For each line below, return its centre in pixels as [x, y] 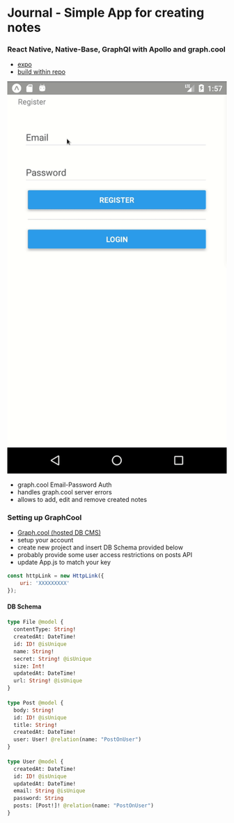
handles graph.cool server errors [65, 492]
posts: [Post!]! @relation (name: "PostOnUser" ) [84, 806]
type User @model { [36, 761]
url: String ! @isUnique [48, 681]
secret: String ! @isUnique [53, 659]
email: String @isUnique [49, 791]
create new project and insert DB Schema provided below [100, 547]
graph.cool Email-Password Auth [64, 485]
